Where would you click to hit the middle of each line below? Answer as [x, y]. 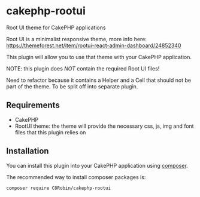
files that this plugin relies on [50, 132]
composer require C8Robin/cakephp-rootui [59, 188]
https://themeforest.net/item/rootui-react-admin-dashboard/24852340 [94, 45]
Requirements [33, 105]
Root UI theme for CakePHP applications [56, 27]
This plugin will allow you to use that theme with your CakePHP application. [99, 57]
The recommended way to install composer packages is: [76, 177]
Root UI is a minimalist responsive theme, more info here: [76, 39]
